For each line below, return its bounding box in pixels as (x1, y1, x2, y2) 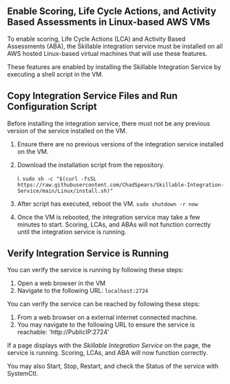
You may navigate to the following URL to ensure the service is (17, 320, 195, 329)
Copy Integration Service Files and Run (7, 90, 178, 102)
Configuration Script (7, 101, 98, 113)
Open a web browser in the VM (17, 279, 105, 287)
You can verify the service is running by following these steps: (7, 266, 184, 274)
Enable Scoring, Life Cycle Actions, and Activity (7, 6, 217, 17)
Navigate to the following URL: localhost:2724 (17, 287, 149, 295)
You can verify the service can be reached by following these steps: (7, 300, 200, 308)
